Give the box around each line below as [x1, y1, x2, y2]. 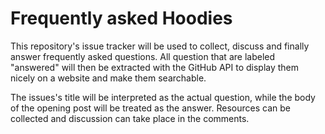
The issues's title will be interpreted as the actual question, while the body [10, 91, 316, 103]
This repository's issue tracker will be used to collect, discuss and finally [10, 40, 310, 52]
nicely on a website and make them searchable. [10, 72, 207, 84]
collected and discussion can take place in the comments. [10, 112, 250, 124]
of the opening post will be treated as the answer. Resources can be [10, 102, 291, 114]
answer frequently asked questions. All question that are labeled [10, 50, 276, 62]
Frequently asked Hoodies [10, 7, 233, 30]
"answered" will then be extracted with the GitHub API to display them [10, 61, 300, 73]
